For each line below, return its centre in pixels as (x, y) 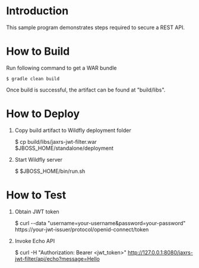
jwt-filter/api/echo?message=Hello (57, 258)
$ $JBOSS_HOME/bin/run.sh (50, 171)
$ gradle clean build (33, 78)
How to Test (36, 195)
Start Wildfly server (38, 159)
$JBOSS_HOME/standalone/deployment (64, 148)
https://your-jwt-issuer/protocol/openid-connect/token (82, 229)
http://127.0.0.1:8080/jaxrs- (160, 252)
